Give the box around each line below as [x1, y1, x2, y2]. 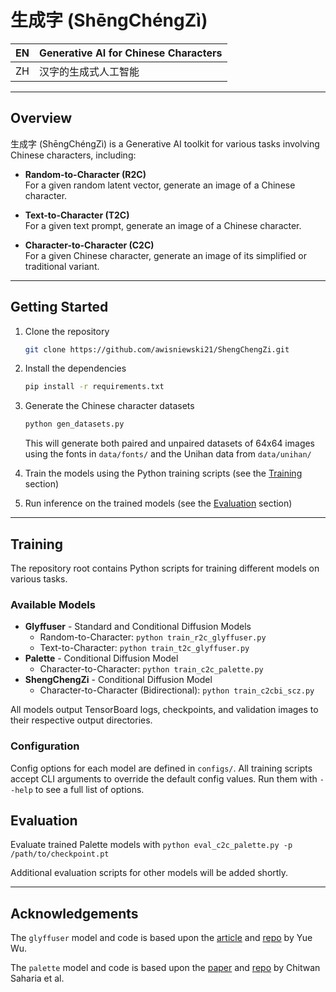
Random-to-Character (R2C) [24, 168, 147, 180]
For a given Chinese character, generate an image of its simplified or [24, 249, 308, 261]
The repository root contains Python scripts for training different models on [10, 562, 320, 574]
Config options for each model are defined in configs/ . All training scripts [10, 762, 313, 774]
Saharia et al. [10, 972, 65, 985]
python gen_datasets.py [24, 419, 125, 430]
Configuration [10, 739, 80, 753]
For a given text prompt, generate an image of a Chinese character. [24, 219, 302, 231]
